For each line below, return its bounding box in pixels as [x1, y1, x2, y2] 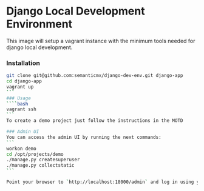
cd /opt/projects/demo [6, 151, 64, 157]
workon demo [6, 146, 36, 152]
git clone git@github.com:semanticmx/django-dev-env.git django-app [6, 73, 183, 79]
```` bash [6, 101, 29, 107]
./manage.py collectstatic [6, 163, 75, 169]
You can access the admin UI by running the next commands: [6, 134, 162, 140]
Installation [6, 59, 41, 67]
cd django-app [6, 78, 42, 84]
